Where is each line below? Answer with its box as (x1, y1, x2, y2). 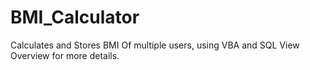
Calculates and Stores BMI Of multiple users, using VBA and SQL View (10, 39, 300, 51)
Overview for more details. (10, 49, 120, 61)
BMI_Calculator (10, 6, 140, 29)
